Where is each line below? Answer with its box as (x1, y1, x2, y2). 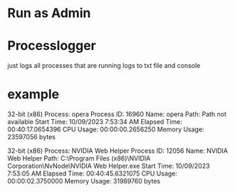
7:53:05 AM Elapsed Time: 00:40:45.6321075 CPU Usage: (7, 169, 178, 178)
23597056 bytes (7, 133, 56, 141)
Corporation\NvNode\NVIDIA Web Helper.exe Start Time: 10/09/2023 (7, 162, 210, 171)
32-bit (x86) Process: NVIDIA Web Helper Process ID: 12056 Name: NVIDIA (7, 146, 228, 155)
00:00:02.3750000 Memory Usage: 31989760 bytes (7, 177, 161, 186)
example (7, 86, 60, 103)
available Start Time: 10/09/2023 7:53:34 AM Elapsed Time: (7, 118, 183, 126)
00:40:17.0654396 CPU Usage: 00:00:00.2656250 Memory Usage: (7, 125, 204, 133)
